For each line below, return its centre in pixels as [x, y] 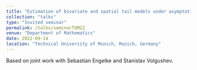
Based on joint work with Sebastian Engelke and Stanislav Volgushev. [90, 60]
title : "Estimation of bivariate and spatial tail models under [86, 11]
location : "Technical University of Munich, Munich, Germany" [84, 44]
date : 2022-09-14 [27, 38]
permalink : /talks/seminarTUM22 [45, 28]
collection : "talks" [31, 17]
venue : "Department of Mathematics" [51, 33]
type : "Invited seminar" [36, 22]
